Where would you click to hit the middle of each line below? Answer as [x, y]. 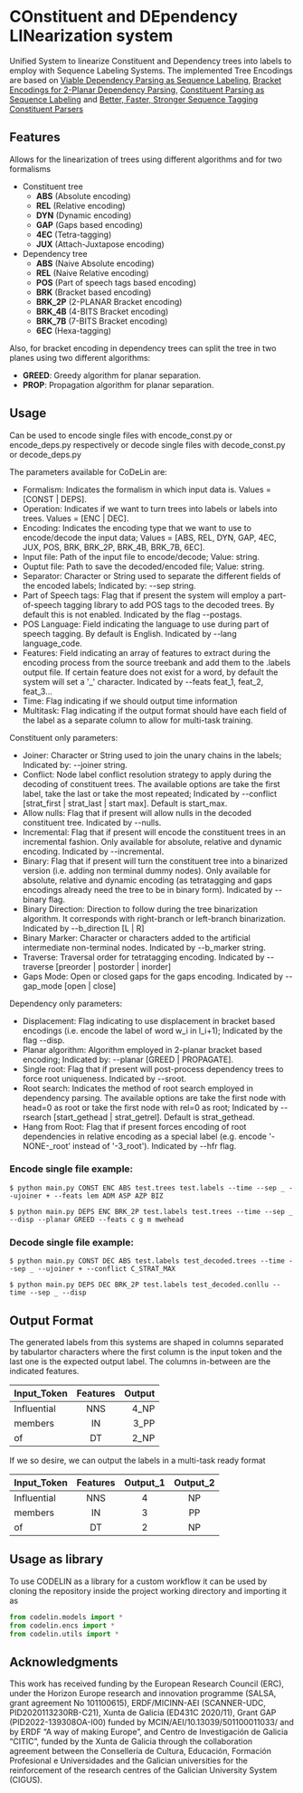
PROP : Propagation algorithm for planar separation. [118, 384]
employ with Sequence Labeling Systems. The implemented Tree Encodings [151, 71]
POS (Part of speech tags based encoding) [116, 282]
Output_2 [194, 1483]
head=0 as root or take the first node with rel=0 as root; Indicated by [150, 1107]
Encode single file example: [71, 1169]
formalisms [30, 168]
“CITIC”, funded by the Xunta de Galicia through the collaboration [131, 1741]
